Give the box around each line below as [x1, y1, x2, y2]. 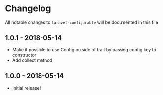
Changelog [5, 3, 51, 14]
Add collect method [12, 57, 53, 63]
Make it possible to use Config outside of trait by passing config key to [12, 47, 157, 52]
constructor [12, 52, 37, 58]
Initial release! [12, 85, 41, 91]
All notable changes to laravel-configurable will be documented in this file [5, 19, 158, 25]
